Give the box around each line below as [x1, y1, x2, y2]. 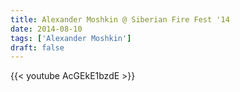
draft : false [10, 42, 65, 53]
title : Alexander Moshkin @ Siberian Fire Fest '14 [10, 14, 230, 25]
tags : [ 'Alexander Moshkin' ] [10, 33, 132, 43]
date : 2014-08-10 [10, 24, 83, 34]
